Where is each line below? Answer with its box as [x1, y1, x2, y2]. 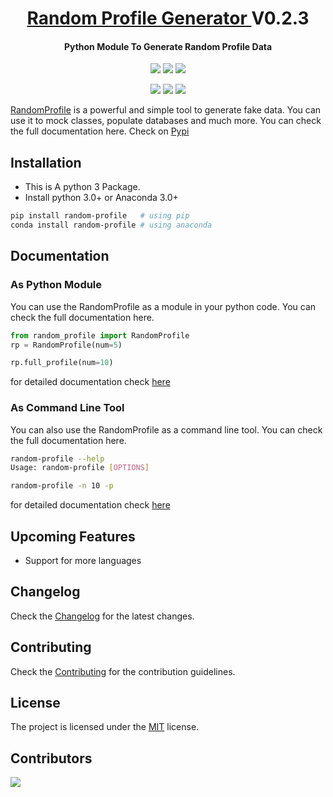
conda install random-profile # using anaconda [10, 220, 213, 231]
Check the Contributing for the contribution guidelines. [10, 665, 236, 677]
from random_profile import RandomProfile [10, 330, 190, 341]
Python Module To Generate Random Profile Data [63, 40, 273, 52]
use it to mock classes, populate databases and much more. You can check [10, 115, 322, 127]
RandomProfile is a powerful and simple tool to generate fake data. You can [10, 104, 322, 116]
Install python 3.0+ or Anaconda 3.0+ [24, 192, 179, 204]
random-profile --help [10, 453, 105, 464]
